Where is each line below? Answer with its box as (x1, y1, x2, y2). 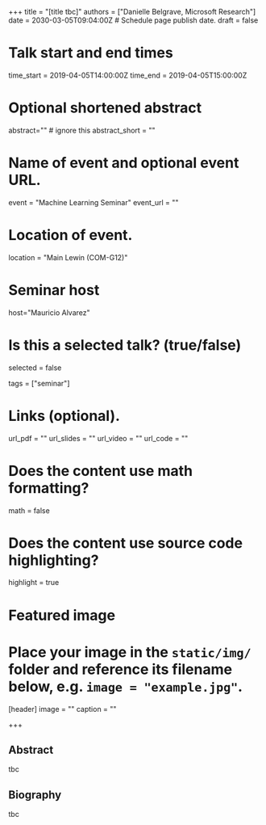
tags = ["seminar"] (8, 378, 70, 388)
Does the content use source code (8, 533, 243, 552)
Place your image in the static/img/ (8, 642, 251, 661)
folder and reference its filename (8, 660, 232, 678)
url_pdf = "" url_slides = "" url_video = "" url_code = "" (8, 433, 189, 443)
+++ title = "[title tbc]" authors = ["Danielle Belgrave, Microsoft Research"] (8, 7, 256, 16)
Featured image (8, 606, 115, 625)
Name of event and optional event (8, 154, 239, 172)
